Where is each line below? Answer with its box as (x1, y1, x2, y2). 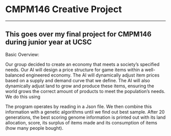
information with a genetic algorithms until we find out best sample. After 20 (5, 109, 165, 115)
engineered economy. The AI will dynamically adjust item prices (25, 72, 160, 78)
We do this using (5, 93, 41, 99)
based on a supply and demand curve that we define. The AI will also (5, 77, 150, 83)
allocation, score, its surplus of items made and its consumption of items (5, 119, 158, 125)
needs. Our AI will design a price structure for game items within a (5, 66, 144, 73)
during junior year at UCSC (5, 38, 92, 47)
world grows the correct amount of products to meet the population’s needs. (5, 88, 165, 94)
